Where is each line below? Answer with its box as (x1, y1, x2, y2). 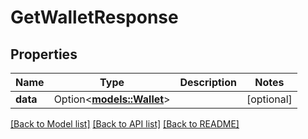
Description (179, 76, 237, 89)
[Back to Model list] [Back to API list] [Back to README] (10, 118, 240, 130)
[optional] (246, 92, 293, 106)
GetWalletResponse (10, 6, 179, 29)
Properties (10, 46, 78, 63)
